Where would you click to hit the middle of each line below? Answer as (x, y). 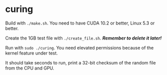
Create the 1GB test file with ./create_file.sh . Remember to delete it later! (83, 38)
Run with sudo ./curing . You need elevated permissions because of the (79, 47)
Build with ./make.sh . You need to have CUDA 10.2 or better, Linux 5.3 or (80, 23)
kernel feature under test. (31, 53)
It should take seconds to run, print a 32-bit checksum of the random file (80, 62)
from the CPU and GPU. (30, 68)
